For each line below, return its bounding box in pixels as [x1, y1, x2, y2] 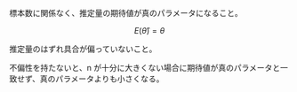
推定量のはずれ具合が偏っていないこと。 [9, 43, 157, 54]
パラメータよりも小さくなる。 [55, 73, 165, 84]
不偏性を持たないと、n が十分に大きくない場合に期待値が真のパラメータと [9, 63, 281, 73]
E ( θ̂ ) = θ [133, 26, 165, 35]
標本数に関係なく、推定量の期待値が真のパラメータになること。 [9, 8, 243, 18]
